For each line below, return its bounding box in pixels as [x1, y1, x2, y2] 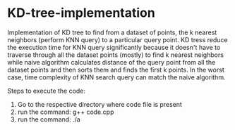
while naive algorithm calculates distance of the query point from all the [7, 58, 216, 66]
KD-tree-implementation [7, 5, 155, 21]
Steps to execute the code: [7, 86, 86, 95]
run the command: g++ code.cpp [17, 108, 114, 116]
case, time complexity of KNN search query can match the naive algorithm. [7, 72, 226, 82]
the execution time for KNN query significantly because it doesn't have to [7, 43, 221, 51]
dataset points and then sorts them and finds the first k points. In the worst [7, 65, 224, 74]
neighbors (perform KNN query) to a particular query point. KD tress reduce [7, 35, 228, 44]
